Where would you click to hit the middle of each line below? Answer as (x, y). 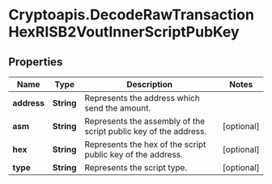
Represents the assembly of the (145, 121)
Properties (36, 62)
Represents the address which (142, 98)
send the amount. (118, 108)
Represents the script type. (136, 167)
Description (149, 84)
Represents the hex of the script (145, 144)
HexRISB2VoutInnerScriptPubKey (124, 32)
